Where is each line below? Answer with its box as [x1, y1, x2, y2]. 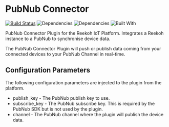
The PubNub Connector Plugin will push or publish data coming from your [5, 45, 161, 51]
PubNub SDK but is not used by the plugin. [12, 106, 103, 112]
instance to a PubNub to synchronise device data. [5, 35, 111, 42]
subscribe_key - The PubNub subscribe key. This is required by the [12, 100, 155, 106]
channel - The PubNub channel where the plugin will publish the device [12, 111, 164, 117]
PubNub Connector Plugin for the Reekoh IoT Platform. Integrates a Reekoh [5, 30, 164, 36]
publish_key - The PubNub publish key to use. [12, 95, 110, 101]
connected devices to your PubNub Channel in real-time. [5, 51, 125, 57]
